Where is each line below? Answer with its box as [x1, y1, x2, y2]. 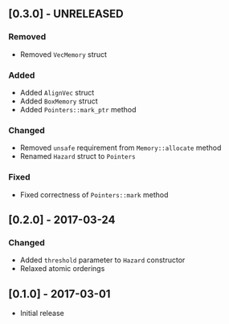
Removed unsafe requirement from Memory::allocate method [19, 143, 222, 152]
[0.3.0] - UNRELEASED [8, 7, 124, 21]
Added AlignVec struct [19, 87, 95, 97]
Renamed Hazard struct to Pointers [19, 152, 136, 161]
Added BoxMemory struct [19, 96, 98, 106]
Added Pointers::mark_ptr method [19, 104, 137, 114]
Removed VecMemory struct [19, 49, 107, 59]
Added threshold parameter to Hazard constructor [19, 255, 186, 265]
